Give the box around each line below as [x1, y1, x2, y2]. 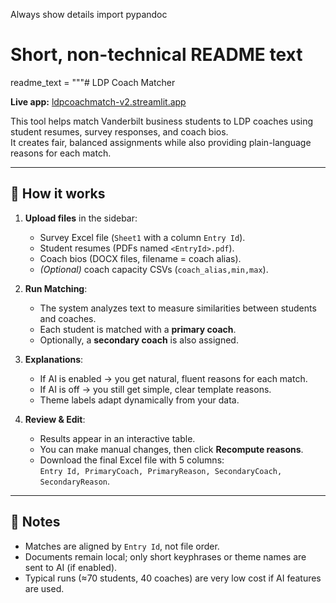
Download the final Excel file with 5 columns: [39, 454, 225, 466]
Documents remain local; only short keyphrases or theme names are [24, 550, 307, 563]
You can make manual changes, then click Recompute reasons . [39, 443, 304, 455]
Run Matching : [24, 282, 88, 294]
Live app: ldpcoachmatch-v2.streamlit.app [10, 95, 187, 108]
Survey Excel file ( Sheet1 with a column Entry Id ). [39, 231, 246, 243]
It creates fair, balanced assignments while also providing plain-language [10, 136, 312, 148]
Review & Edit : [24, 413, 86, 425]
